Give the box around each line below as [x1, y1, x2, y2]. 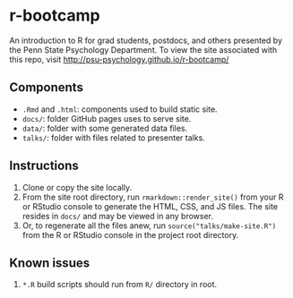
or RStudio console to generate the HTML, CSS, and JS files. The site [22, 200, 279, 211]
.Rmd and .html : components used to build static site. [22, 104, 218, 115]
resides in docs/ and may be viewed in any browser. [22, 210, 213, 221]
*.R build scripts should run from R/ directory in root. [22, 279, 218, 290]
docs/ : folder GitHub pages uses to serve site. [22, 113, 192, 123]
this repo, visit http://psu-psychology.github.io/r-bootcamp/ [9, 54, 229, 64]
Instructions [9, 158, 79, 174]
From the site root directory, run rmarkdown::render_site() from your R [22, 192, 284, 202]
